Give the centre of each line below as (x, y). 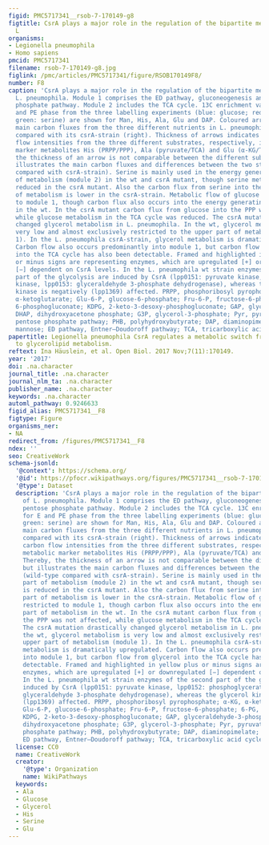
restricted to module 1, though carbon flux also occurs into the (136, 605)
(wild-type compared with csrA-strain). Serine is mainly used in (136, 575)
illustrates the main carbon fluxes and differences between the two (134, 165)
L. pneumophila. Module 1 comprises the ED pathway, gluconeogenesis (134, 98)
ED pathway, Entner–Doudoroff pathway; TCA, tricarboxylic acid (132, 739)
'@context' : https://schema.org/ (71, 471)
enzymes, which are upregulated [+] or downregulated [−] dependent (139, 672)
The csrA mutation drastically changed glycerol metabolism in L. (136, 628)
